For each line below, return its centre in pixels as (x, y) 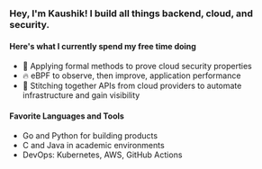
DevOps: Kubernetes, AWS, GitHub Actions (102, 155)
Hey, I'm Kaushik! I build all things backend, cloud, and (131, 13)
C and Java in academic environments (93, 146)
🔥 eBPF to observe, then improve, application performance (131, 76)
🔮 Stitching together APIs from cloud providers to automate (132, 86)
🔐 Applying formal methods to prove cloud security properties (137, 67)
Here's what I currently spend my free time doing (103, 46)
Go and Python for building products (90, 136)
